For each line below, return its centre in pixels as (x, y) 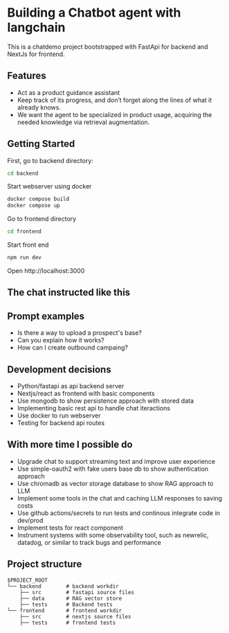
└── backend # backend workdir (63, 586)
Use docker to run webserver (59, 415)
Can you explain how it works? (61, 340)
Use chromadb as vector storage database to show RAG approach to (115, 483)
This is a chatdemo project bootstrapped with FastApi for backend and (108, 46)
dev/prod (30, 520)
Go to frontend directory (42, 219)
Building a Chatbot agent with (94, 13)
